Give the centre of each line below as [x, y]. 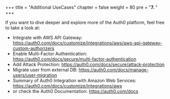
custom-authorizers [33, 48]
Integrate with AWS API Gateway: [47, 38]
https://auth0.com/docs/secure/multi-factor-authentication [74, 59]
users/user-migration [35, 75]
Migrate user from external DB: [45, 70]
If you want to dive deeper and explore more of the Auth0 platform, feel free [85, 22]
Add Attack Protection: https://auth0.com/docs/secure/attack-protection [89, 64]
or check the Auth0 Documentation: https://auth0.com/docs [75, 91]
